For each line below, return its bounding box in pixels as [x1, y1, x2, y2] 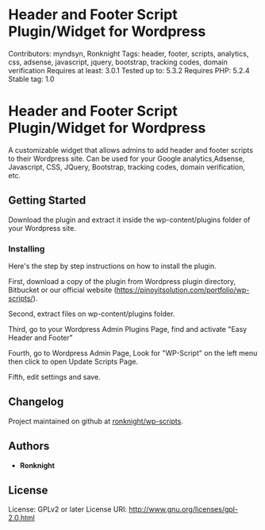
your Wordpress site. [8, 223, 77, 232]
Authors [8, 439, 50, 453]
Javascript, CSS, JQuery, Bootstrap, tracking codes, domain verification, [8, 162, 246, 172]
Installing [8, 243, 45, 254]
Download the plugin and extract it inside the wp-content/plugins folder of [8, 215, 251, 224]
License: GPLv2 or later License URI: [8, 505, 128, 514]
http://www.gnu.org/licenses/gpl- [129, 505, 238, 514]
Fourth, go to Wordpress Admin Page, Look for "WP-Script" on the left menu [8, 348, 258, 357]
